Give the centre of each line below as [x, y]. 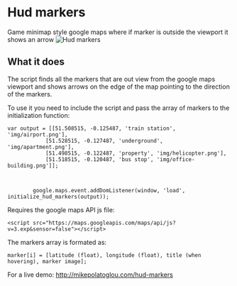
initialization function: [39, 115]
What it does [36, 62]
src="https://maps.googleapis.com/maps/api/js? [104, 223]
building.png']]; [33, 165]
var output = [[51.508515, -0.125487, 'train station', [92, 128]
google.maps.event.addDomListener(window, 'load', [109, 190]
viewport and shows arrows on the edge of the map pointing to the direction [119, 87]
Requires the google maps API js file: [61, 209]
